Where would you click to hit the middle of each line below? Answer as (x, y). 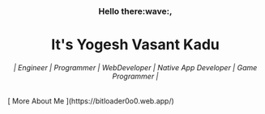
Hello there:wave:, (135, 11)
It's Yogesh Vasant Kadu (135, 45)
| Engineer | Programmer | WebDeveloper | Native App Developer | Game (135, 67)
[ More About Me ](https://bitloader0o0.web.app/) (91, 101)
